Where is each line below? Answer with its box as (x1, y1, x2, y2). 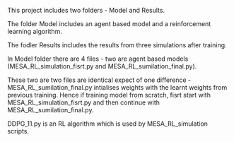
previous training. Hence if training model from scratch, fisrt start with (7, 91, 211, 99)
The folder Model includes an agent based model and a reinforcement (7, 20, 211, 28)
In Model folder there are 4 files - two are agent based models (7, 54, 189, 63)
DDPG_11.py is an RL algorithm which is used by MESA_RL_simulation (7, 119, 209, 128)
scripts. (7, 127, 30, 135)
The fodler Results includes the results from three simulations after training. (7, 41, 228, 49)
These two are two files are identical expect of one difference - (7, 76, 192, 84)
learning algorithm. (7, 28, 62, 35)
